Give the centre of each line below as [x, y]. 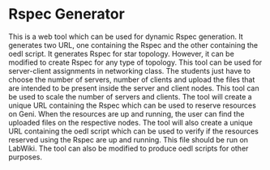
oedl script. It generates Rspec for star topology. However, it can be [122, 53]
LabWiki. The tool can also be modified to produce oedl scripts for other [129, 148]
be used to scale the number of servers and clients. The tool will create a [131, 96]
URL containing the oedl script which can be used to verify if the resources [134, 131]
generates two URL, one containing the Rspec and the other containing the [133, 45]
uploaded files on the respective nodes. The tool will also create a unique [131, 122]
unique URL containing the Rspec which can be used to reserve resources [133, 105]
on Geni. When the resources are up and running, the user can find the [126, 113]
